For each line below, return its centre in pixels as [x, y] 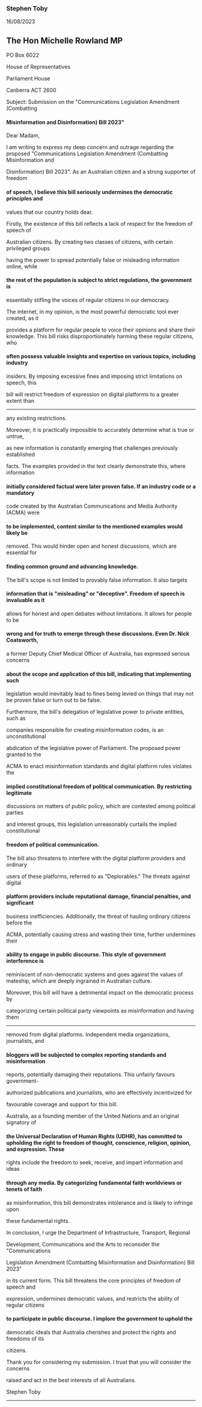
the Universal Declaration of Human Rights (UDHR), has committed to [94, 1136]
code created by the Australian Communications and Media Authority [92, 506]
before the [19, 923]
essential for [22, 553]
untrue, [15, 436]
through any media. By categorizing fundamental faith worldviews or [94, 1182]
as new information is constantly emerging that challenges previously [92, 447]
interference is [25, 961]
